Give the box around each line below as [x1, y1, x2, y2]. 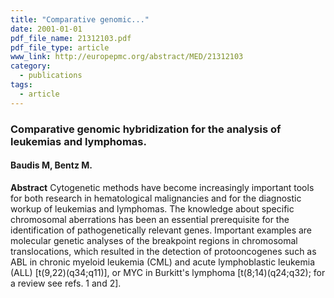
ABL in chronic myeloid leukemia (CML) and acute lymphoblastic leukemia [10, 256, 315, 268]
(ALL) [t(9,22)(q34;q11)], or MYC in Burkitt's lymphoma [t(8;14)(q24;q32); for [10, 266, 326, 278]
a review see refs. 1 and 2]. [10, 277, 122, 289]
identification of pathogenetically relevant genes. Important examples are [10, 224, 313, 236]
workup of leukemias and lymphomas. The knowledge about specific [10, 202, 295, 215]
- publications [19, 71, 83, 81]
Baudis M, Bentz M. [10, 159, 93, 171]
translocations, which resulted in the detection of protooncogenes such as [10, 245, 317, 257]
